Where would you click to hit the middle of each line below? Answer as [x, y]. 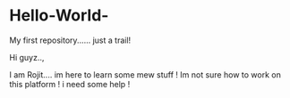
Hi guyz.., [27, 57]
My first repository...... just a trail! [70, 40]
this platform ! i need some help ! [70, 84]
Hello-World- [59, 16]
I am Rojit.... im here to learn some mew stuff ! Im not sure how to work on [145, 74]
